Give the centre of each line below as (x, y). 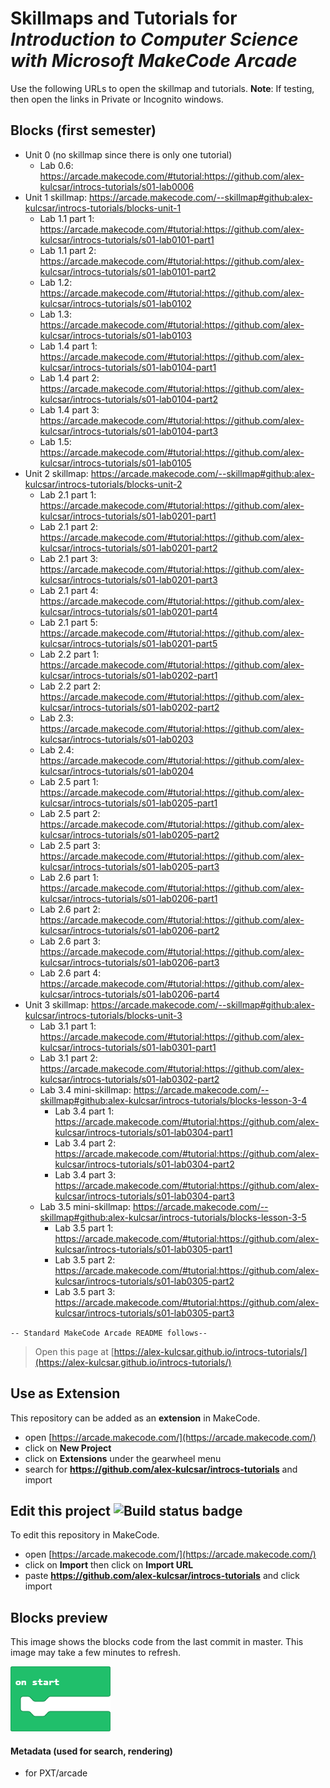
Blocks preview (59, 1617)
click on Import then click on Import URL (109, 1565)
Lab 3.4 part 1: (84, 1111)
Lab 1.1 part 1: (67, 218)
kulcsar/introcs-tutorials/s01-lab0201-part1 (128, 516)
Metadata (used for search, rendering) (91, 1751)
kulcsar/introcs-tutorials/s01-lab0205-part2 (129, 834)
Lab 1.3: (55, 314)
